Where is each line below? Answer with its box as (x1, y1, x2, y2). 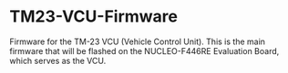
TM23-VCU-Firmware (9, 6, 178, 27)
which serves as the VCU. (9, 55, 107, 66)
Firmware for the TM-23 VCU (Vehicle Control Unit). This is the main (9, 36, 266, 47)
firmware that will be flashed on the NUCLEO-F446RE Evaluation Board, (9, 45, 280, 56)
